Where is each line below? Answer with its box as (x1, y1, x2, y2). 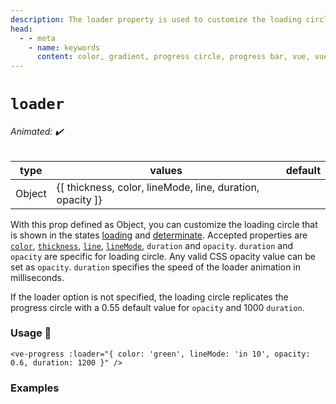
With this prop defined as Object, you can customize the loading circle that (10, 218, 318, 230)
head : (10, 24, 33, 34)
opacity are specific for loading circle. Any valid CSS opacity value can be (10, 250, 316, 262)
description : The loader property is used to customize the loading (10, 14, 302, 25)
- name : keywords (28, 42, 101, 53)
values (149, 163, 183, 177)
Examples (10, 381, 60, 395)
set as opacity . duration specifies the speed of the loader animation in (10, 261, 302, 273)
